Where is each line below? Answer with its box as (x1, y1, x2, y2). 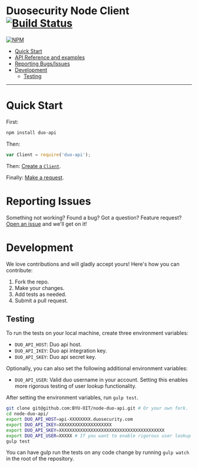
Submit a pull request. (14, 296, 68, 304)
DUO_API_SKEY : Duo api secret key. (14, 354, 96, 361)
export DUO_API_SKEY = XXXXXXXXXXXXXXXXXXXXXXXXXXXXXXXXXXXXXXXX (6, 427, 165, 433)
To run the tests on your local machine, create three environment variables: (6, 329, 189, 337)
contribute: (6, 266, 33, 273)
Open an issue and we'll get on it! (6, 220, 87, 228)
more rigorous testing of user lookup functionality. (14, 383, 137, 390)
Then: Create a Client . (6, 162, 61, 169)
